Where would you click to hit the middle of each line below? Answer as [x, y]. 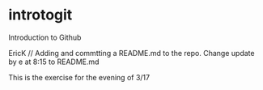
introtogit [40, 15]
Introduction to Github [45, 37]
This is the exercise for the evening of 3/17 [79, 77]
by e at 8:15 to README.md [54, 62]
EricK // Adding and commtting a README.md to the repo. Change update [131, 53]
